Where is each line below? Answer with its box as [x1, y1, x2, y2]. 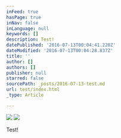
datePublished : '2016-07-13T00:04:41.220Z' [6, 42, 116, 48]
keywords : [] [6, 31, 39, 37]
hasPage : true [6, 14, 42, 20]
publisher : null [6, 70, 46, 76]
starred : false [6, 75, 44, 81]
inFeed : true [6, 8, 39, 15]
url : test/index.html [6, 87, 60, 93]
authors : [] [6, 64, 36, 70]
